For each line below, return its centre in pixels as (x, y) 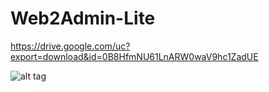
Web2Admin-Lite (83, 18)
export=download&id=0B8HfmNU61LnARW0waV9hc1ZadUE (134, 56)
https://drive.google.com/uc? (70, 46)
